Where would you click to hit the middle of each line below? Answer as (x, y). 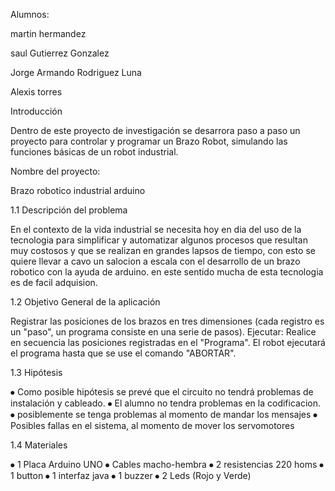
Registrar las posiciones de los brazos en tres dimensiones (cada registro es (167, 321)
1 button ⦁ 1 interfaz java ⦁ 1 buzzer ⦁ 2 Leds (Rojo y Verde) (131, 475)
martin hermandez (48, 33)
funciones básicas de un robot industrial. (94, 152)
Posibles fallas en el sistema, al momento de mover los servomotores (152, 425)
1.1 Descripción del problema (69, 210)
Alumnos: (30, 14)
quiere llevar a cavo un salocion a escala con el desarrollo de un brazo (155, 261)
